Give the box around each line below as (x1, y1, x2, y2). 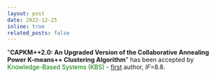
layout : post (7, 10, 45, 17)
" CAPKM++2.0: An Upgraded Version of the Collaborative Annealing (7, 48, 210, 57)
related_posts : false (7, 29, 70, 37)
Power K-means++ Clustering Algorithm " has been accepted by (7, 56, 194, 64)
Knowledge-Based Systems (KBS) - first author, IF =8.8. (7, 63, 165, 71)
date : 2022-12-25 (7, 17, 58, 23)
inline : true (7, 23, 45, 30)
